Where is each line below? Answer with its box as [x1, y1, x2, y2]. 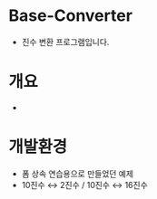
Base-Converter [8, 5, 133, 26]
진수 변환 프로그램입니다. [21, 36, 110, 47]
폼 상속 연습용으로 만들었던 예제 [21, 168, 133, 179]
